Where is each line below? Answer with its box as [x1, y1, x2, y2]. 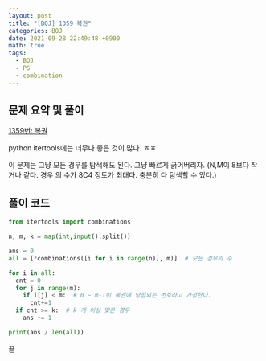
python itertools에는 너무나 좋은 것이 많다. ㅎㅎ [8, 143, 157, 153]
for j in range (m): [15, 284, 81, 292]
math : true [8, 42, 45, 50]
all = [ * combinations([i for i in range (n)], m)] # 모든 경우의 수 [8, 254, 233, 262]
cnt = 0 [15, 277, 42, 285]
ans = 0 [8, 247, 35, 255]
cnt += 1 [29, 299, 52, 307]
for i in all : [8, 269, 56, 277]
